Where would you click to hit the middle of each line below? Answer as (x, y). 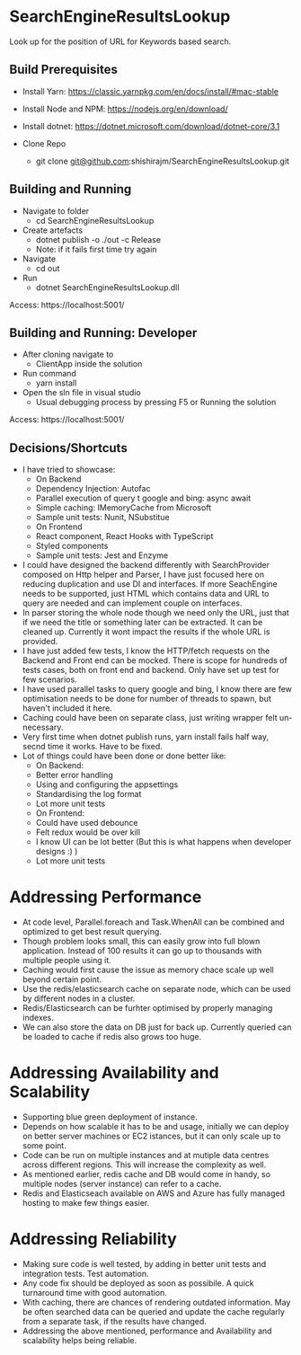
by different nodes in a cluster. (79, 998)
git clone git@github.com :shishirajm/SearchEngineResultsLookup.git (163, 161)
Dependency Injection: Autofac (93, 489)
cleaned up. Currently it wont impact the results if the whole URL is (146, 632)
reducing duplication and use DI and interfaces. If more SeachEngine (150, 584)
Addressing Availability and (114, 1073)
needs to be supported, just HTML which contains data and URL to (146, 594)
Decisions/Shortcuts (68, 448)
